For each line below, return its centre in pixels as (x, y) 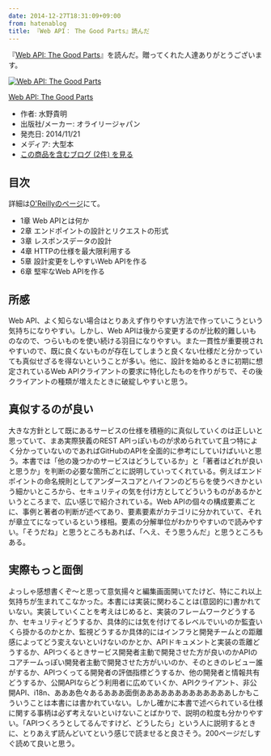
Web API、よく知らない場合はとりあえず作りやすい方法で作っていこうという (136, 320)
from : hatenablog (38, 24)
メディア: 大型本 (47, 144)
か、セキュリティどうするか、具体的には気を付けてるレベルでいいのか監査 (132, 621)
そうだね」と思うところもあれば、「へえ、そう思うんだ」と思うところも (144, 531)
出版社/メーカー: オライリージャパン (80, 124)
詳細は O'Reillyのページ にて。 (57, 204)
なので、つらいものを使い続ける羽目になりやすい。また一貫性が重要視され (139, 341)
